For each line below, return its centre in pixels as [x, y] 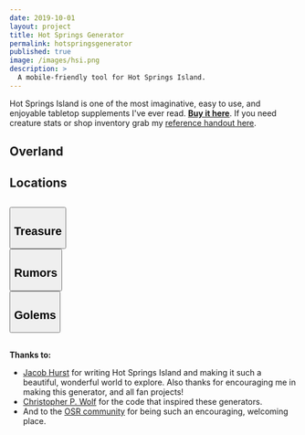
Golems [35, 315]
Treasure [38, 231]
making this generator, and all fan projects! [103, 392]
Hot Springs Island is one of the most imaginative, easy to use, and [135, 103]
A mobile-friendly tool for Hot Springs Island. [112, 78]
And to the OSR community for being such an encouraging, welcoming [156, 411]
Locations [38, 182]
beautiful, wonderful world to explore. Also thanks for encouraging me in [159, 382]
